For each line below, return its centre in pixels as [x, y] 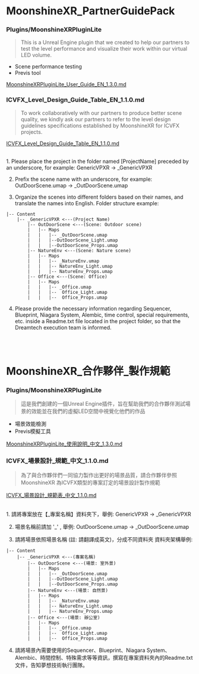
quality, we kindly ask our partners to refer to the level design [96, 119]
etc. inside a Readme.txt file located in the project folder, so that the [98, 321]
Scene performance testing [48, 67]
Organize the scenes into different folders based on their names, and [99, 197]
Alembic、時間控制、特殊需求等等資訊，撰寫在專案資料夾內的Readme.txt [104, 657]
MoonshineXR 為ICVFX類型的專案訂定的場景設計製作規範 [90, 482]
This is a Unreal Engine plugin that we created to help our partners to [105, 42]
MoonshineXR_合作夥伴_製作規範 [88, 371]
